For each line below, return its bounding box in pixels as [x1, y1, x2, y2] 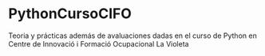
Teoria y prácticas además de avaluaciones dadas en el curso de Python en [8, 31, 257, 40]
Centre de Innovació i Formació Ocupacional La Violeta [8, 39, 189, 48]
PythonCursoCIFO [8, 5, 132, 23]
